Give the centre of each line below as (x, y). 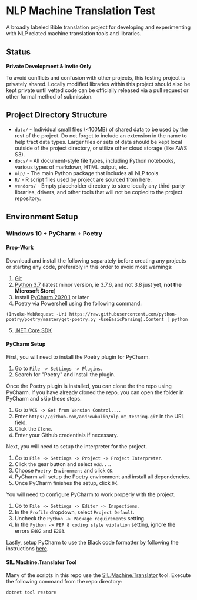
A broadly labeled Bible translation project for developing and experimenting (98, 27)
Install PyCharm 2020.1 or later (52, 297)
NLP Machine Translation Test (81, 11)
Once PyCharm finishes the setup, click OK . (66, 483)
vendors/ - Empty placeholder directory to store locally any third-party (100, 186)
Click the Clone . (34, 429)
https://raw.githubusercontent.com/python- (123, 314)
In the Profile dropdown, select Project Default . (74, 512)
